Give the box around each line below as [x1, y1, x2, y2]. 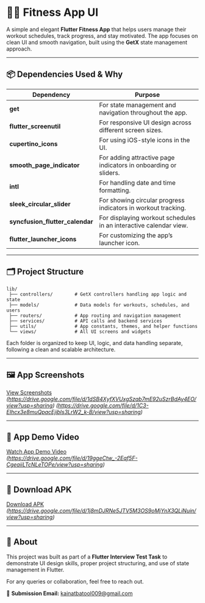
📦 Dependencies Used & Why [6, 70, 123, 80]
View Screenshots [6, 389, 52, 396]
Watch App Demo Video [6, 448, 67, 455]
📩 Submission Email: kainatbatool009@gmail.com [6, 590, 133, 597]
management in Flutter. [6, 566, 65, 573]
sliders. [99, 168, 120, 177]
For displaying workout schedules [99, 213, 196, 222]
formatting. [99, 186, 131, 194]
